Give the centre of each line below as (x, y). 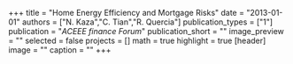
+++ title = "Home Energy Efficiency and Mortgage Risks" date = (127, 13)
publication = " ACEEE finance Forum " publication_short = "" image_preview (146, 31)
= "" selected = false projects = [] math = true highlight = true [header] (137, 40)
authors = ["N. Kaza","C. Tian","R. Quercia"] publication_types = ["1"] (147, 22)
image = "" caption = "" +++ (60, 50)
